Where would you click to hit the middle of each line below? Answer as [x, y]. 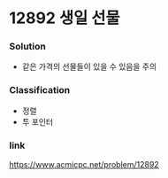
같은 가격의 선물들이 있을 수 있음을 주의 [89, 66]
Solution [28, 47]
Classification [40, 90]
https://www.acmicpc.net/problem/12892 [84, 165]
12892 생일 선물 [65, 18]
